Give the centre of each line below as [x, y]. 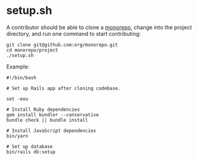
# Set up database [29, 146]
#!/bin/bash [21, 77]
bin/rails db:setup [31, 152]
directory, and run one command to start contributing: [73, 33]
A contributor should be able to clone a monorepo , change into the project [99, 27]
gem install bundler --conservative [53, 115]
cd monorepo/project [32, 50]
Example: [18, 67]
